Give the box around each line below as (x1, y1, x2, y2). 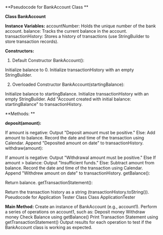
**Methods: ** (5, 111, 36, 117)
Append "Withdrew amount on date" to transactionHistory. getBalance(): (5, 170, 150, 176)
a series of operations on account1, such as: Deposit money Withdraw (5, 209, 145, 215)
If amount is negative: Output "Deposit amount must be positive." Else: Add (5, 130, 156, 136)
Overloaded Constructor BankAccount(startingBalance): (12, 81, 125, 87)
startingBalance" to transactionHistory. (5, 101, 83, 107)
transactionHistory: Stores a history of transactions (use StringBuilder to (5, 34, 150, 39)
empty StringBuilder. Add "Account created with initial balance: (5, 96, 131, 102)
